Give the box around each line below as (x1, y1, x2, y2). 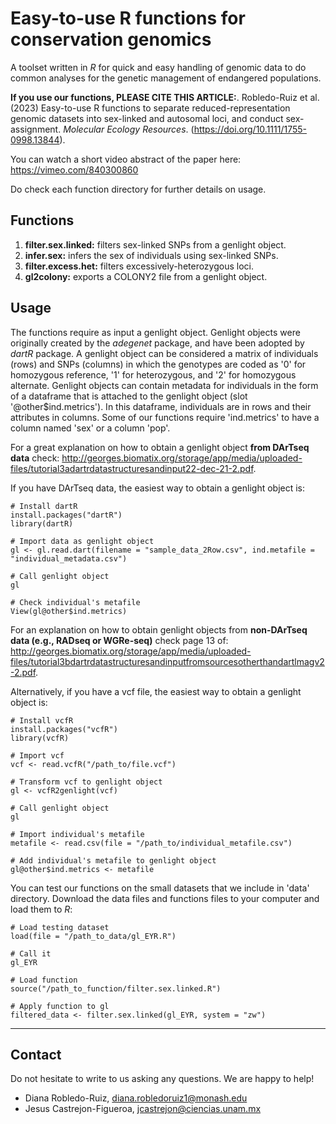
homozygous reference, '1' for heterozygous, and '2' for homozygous (10, 368, 297, 381)
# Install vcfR (10, 715, 74, 726)
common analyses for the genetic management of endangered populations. (10, 72, 322, 84)
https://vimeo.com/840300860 (10, 163, 139, 176)
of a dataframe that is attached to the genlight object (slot (10, 390, 248, 402)
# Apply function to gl (10, 1001, 110, 1011)
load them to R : (10, 903, 73, 915)
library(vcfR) (10, 733, 70, 743)
